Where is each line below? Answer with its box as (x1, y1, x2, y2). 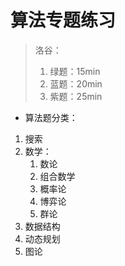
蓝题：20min (49, 77, 103, 90)
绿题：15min (49, 65, 101, 77)
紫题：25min (49, 90, 103, 102)
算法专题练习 (10, 9, 117, 32)
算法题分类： (24, 111, 78, 123)
